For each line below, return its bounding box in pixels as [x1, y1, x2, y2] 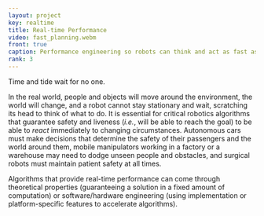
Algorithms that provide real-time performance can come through [8, 174, 221, 183]
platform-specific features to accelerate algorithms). [8, 199, 178, 208]
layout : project [8, 11, 61, 20]
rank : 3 [8, 56, 34, 64]
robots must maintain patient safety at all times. [8, 159, 162, 168]
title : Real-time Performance [8, 26, 108, 34]
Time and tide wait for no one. [8, 76, 106, 86]
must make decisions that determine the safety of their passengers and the [8, 134, 251, 143]
